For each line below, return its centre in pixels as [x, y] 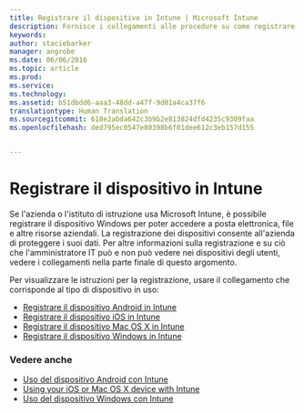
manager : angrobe [42, 52]
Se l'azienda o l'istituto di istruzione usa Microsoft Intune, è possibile [138, 214]
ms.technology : [38, 94]
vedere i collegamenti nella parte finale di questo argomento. [123, 262]
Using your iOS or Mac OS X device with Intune [111, 389]
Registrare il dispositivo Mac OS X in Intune [103, 326]
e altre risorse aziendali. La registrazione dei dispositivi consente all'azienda [152, 233]
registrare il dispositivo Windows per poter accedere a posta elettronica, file [152, 223]
